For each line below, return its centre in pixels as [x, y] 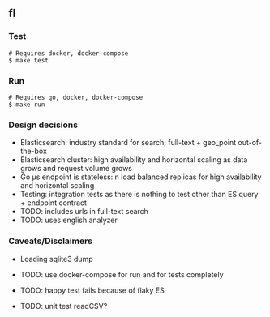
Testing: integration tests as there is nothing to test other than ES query [139, 195]
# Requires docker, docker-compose [69, 53]
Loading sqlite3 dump [56, 259]
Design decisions [43, 125]
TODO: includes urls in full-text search [84, 212]
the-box [33, 151]
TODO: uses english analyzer [69, 220]
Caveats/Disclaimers [51, 241]
